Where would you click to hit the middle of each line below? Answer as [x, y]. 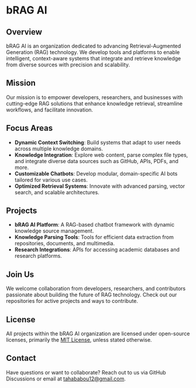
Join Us [20, 274]
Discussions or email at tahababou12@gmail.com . [66, 379]
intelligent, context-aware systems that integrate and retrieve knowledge [94, 58]
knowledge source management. [54, 231]
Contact [21, 358]
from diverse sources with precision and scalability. [68, 65]
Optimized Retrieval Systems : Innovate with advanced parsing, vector [100, 186]
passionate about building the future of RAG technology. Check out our [92, 295]
